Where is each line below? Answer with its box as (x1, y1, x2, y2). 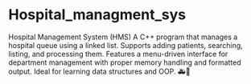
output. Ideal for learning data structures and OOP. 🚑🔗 (8, 66, 191, 76)
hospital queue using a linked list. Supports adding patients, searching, (8, 40, 243, 50)
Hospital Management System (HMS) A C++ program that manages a (8, 32, 238, 42)
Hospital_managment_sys (8, 6, 187, 24)
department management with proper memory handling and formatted (8, 58, 241, 67)
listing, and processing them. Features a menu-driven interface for (8, 49, 228, 58)
